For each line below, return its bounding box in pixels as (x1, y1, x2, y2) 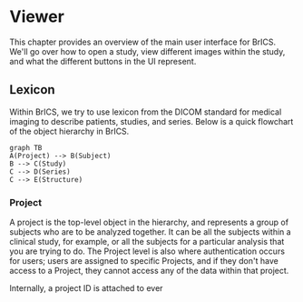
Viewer (9, 6, 65, 27)
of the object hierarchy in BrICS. (9, 126, 130, 136)
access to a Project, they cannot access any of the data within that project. (9, 266, 289, 277)
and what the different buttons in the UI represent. (9, 55, 197, 66)
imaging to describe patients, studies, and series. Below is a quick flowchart (9, 116, 294, 126)
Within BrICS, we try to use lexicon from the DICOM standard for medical (9, 106, 282, 117)
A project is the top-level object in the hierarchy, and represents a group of (9, 216, 288, 228)
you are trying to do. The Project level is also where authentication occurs (9, 246, 286, 257)
